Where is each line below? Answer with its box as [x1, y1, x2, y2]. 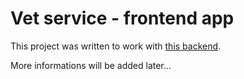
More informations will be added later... [10, 59, 172, 71]
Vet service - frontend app [10, 7, 235, 30]
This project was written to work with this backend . [10, 40, 222, 52]
